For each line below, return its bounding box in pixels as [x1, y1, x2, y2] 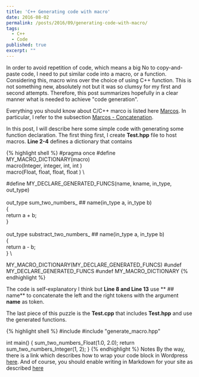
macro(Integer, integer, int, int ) [6, 162, 82, 169]
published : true [6, 42, 46, 48]
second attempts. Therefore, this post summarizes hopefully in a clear [6, 89, 179, 96]
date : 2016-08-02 [6, 14, 49, 20]
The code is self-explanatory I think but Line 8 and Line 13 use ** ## [6, 285, 175, 292]
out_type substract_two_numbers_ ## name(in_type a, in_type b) [6, 230, 165, 237]
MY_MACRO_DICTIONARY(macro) [6, 156, 91, 163]
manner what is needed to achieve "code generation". [6, 95, 139, 103]
